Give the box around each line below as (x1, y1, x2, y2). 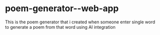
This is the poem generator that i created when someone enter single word (5, 19, 155, 25)
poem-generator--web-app (5, 3, 119, 14)
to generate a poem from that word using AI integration (5, 24, 116, 30)
